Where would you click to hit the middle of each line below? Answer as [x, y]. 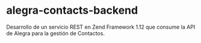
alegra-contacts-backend [72, 10]
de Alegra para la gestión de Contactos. [56, 33]
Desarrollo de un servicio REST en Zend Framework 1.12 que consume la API [101, 27]
